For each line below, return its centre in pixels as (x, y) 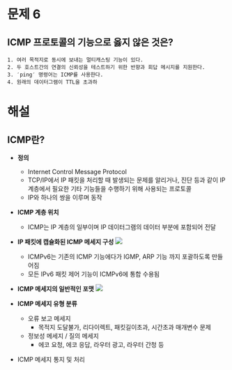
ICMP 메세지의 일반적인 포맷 (55, 289)
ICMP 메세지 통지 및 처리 (51, 359)
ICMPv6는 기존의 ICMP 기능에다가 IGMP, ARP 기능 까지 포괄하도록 (119, 256)
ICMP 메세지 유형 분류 (47, 303)
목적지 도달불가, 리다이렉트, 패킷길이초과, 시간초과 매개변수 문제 (124, 327)
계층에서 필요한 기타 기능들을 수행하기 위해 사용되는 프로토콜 (109, 188)
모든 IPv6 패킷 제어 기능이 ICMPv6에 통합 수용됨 (94, 274)
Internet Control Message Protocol (77, 172)
